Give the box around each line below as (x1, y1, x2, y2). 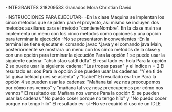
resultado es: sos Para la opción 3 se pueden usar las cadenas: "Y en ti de (5, 68, 162, 74)
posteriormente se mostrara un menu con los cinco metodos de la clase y (5, 47, 161, 52)
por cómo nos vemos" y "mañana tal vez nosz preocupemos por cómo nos (5, 85, 164, 91)
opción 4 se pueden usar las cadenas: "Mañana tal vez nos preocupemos (5, 79, 161, 85)
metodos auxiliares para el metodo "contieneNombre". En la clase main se (5, 25, 161, 31)
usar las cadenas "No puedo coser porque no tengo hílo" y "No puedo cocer (5, 95, 167, 101)
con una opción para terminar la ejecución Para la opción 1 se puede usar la (5, 52, 165, 58)
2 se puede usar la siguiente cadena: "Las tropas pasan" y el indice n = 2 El (5, 63, 165, 69)
